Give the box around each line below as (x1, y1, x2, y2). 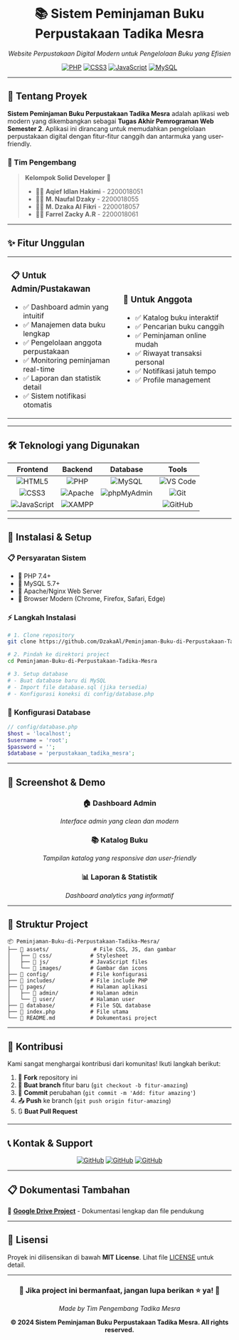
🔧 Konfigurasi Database (7, 707, 91, 717)
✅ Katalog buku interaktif (134, 313, 219, 323)
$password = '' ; (7, 743, 55, 750)
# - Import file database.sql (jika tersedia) (7, 684, 148, 691)
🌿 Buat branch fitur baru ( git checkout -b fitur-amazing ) (17, 1081, 188, 1089)
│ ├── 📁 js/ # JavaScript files (7, 958, 148, 965)
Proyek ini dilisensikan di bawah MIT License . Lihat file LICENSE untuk (7, 1252, 214, 1261)
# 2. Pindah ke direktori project (7, 651, 110, 659)
